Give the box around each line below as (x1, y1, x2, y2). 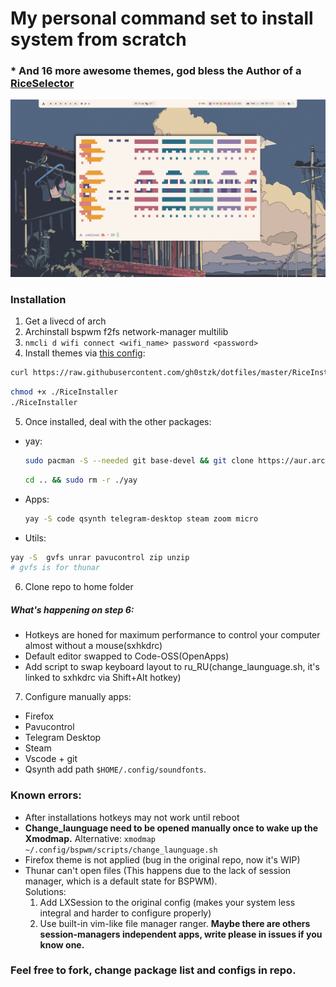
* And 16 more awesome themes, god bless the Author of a (10, 64, 302, 78)
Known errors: (10, 788, 82, 802)
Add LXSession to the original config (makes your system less (39, 896, 296, 908)
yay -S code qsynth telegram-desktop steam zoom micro (24, 513, 259, 524)
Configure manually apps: (24, 691, 132, 703)
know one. (39, 938, 85, 951)
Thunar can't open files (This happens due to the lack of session (24, 864, 292, 876)
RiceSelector (10, 77, 75, 91)
